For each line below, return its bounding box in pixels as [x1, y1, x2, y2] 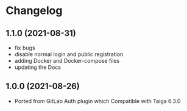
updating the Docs [14, 63, 62, 71]
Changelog [5, 4, 63, 18]
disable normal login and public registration [14, 51, 124, 58]
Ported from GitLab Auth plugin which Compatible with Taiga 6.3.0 [14, 97, 181, 104]
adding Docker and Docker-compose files [14, 57, 120, 64]
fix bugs [14, 44, 35, 51]
